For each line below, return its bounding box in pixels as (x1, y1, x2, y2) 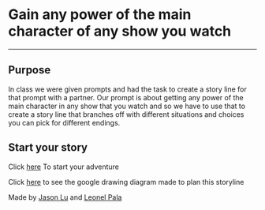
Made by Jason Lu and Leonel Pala (8, 192, 122, 202)
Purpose (8, 63, 51, 77)
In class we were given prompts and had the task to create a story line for (8, 84, 247, 94)
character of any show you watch (8, 22, 232, 40)
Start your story (8, 141, 88, 155)
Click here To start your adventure (8, 162, 120, 171)
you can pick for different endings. (8, 118, 121, 127)
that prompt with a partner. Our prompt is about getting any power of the (8, 92, 244, 102)
